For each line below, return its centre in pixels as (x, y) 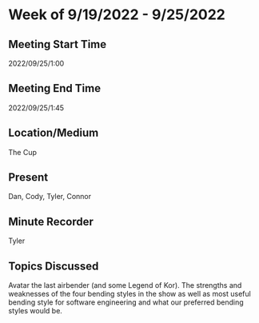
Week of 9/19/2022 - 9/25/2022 (117, 15)
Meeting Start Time (58, 44)
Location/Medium (54, 133)
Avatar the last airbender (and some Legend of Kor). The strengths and (125, 285)
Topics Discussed (54, 266)
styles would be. (35, 311)
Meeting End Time (55, 88)
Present (28, 177)
